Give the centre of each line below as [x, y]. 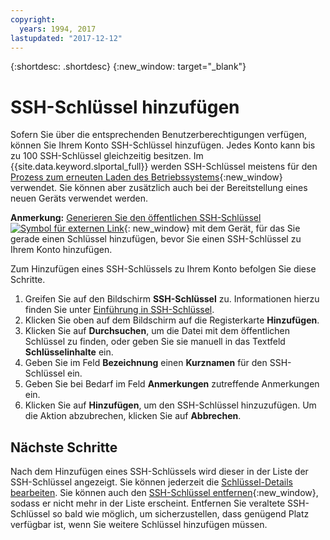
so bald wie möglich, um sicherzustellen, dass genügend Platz [181, 514]
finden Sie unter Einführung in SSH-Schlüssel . [119, 310]
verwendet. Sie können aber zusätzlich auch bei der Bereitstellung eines [159, 188]
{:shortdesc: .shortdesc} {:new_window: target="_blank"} [128, 67]
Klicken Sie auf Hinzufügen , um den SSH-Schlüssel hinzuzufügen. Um [170, 405]
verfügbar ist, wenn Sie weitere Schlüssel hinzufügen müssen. [139, 525]
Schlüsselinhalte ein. [69, 352]
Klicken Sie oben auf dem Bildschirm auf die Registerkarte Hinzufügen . [172, 320]
